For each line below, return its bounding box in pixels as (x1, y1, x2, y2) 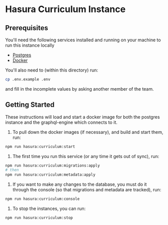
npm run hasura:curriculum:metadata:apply (5, 172, 96, 177)
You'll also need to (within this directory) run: (5, 67, 99, 73)
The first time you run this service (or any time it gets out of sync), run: (12, 153, 159, 159)
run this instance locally (5, 42, 54, 48)
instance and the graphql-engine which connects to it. (5, 119, 118, 125)
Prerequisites (5, 24, 48, 32)
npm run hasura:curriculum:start (5, 144, 75, 149)
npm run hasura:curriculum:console (5, 196, 80, 202)
